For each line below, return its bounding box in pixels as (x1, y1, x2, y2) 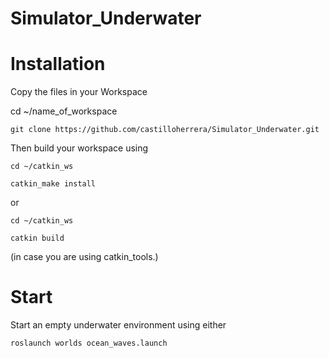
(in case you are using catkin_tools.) (10, 251, 159, 263)
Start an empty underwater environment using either (10, 319, 227, 331)
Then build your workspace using (10, 142, 149, 154)
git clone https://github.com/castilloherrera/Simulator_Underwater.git (10, 125, 320, 135)
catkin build (10, 233, 65, 244)
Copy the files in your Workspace (10, 86, 148, 98)
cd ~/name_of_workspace (10, 105, 118, 117)
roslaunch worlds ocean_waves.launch (10, 338, 168, 349)
